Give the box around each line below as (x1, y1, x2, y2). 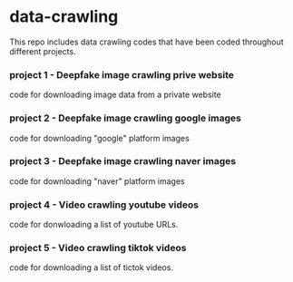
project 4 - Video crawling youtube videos (9, 198, 200, 210)
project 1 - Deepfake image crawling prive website (9, 68, 234, 81)
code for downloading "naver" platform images (9, 175, 185, 187)
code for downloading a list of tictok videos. (9, 262, 174, 273)
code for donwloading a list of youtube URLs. (9, 219, 179, 230)
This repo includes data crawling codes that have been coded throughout (9, 36, 284, 47)
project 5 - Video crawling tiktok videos (9, 242, 187, 255)
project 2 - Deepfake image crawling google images (9, 112, 242, 124)
